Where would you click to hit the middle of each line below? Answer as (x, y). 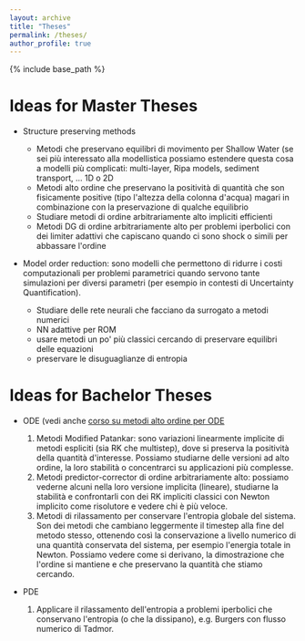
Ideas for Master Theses (104, 106)
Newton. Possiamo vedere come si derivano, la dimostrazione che (160, 555)
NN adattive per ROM (76, 330)
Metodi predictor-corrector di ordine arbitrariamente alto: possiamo (163, 477)
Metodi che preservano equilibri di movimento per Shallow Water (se (165, 149)
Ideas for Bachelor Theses (111, 395)
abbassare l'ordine (71, 246)
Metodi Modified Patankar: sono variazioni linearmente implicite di (160, 439)
